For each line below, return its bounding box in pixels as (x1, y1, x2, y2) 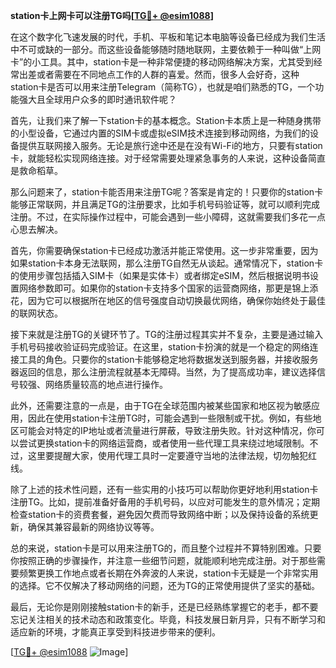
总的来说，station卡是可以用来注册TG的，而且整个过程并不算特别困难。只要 (10, 542, 322, 554)
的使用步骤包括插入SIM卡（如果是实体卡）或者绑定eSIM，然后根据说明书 (10, 270, 310, 281)
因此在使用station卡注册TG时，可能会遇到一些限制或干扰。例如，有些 (27, 412, 313, 424)
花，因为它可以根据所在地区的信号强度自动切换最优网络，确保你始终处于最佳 (10, 295, 326, 306)
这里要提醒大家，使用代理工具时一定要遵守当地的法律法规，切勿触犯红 (27, 450, 317, 461)
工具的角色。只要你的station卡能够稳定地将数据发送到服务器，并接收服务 (18, 354, 319, 365)
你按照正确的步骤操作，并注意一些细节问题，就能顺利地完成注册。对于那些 (10, 555, 317, 566)
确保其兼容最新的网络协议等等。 (27, 521, 160, 533)
